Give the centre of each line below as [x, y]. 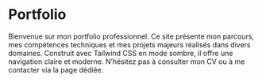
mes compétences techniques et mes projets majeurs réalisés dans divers [129, 44]
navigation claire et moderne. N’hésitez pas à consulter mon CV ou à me [127, 61]
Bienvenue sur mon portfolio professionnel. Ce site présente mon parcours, [131, 36]
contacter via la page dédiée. [56, 69]
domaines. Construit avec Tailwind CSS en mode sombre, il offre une [121, 53]
